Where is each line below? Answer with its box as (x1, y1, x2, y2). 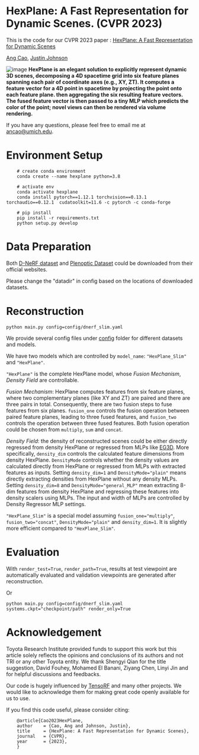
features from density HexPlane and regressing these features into (17, 488, 179, 495)
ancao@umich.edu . (6, 128, 54, 135)
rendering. (6, 110, 33, 117)
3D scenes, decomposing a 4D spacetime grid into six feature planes (6, 72, 179, 79)
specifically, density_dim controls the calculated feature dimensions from (6, 450, 185, 457)
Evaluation (6, 545, 60, 559)
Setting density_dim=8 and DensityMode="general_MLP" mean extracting (6, 481, 179, 488)
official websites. (6, 266, 47, 273)
